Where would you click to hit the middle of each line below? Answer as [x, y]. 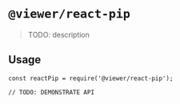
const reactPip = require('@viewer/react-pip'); [91, 78]
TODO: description [59, 34]
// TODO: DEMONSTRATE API [51, 92]
